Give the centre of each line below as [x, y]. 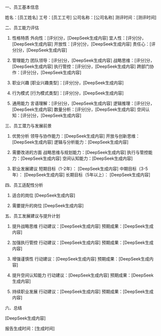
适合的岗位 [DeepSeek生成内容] [44, 195]
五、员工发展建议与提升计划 [33, 216]
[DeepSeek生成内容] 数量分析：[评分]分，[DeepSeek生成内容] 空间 [79, 109]
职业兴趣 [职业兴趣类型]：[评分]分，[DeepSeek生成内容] [68, 83]
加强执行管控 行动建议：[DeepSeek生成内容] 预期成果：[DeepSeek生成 [83, 243]
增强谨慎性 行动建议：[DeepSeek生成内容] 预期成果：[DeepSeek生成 [80, 259]
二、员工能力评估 [22, 28]
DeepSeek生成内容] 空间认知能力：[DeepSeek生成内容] [77, 158]
